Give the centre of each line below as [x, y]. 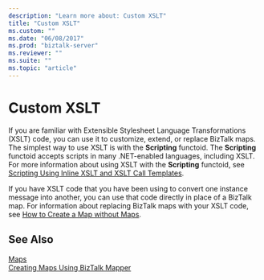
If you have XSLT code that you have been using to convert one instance [128, 188]
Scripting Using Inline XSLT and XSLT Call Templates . [96, 173]
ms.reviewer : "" [35, 53]
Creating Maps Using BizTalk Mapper [70, 267]
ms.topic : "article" [43, 68]
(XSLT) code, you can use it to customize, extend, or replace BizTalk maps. [132, 138]
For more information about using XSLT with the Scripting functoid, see [126, 164]
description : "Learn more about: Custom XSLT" [87, 16]
